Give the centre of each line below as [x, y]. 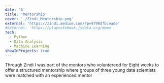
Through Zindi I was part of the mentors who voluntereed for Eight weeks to [82, 65]
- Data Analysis [26, 42]
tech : [11, 32]
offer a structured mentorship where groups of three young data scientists [81, 70]
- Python [18, 37]
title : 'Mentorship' [26, 14]
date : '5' [15, 10]
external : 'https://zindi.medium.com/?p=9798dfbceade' [63, 23]
